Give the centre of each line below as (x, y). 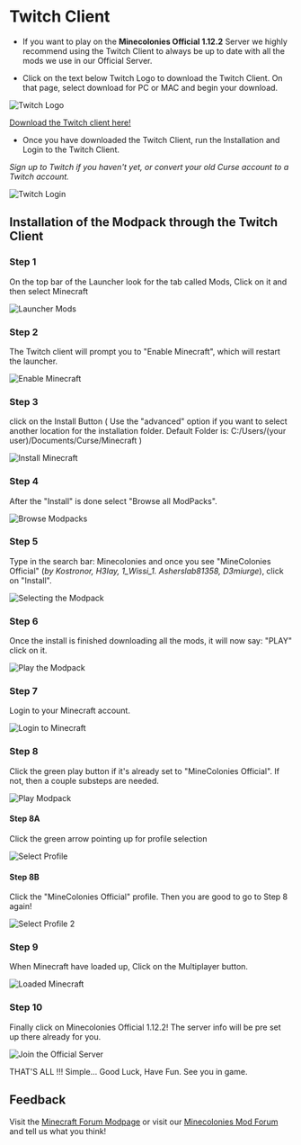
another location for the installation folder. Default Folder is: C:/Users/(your (148, 431)
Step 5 (24, 542)
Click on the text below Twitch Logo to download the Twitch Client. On (152, 77)
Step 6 (24, 621)
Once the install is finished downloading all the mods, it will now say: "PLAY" (150, 641)
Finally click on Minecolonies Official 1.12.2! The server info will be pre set (145, 1027)
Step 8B (25, 877)
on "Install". (31, 580)
